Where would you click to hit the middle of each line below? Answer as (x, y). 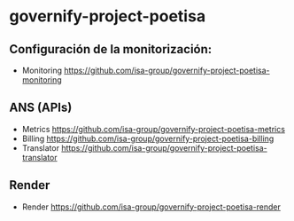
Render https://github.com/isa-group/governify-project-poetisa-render (151, 207)
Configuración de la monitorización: (111, 49)
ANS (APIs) (41, 108)
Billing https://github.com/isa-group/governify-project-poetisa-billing (148, 138)
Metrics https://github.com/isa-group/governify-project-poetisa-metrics (154, 129)
